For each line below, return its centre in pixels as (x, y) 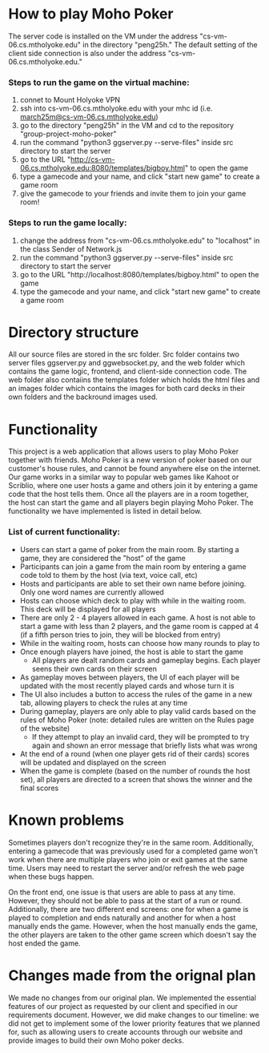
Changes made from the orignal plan (132, 975)
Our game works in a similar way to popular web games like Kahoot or (124, 477)
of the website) (45, 728)
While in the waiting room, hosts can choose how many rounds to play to (140, 643)
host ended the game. (45, 943)
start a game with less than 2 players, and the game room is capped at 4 (139, 626)
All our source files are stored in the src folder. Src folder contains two (124, 354)
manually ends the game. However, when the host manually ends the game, (133, 926)
